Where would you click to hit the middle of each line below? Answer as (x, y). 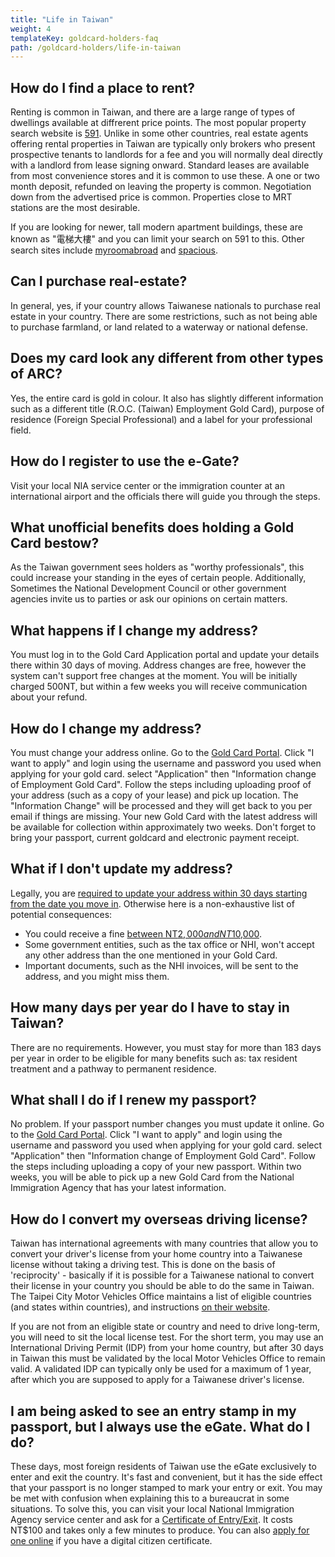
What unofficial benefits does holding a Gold (152, 527)
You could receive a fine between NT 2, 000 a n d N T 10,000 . (143, 933)
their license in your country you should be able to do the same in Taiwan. (162, 1286)
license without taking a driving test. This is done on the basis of (143, 1265)
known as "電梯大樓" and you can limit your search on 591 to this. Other (157, 239)
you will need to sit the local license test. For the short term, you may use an (167, 1337)
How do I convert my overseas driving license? (159, 1219)
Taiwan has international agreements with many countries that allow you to (164, 1243)
